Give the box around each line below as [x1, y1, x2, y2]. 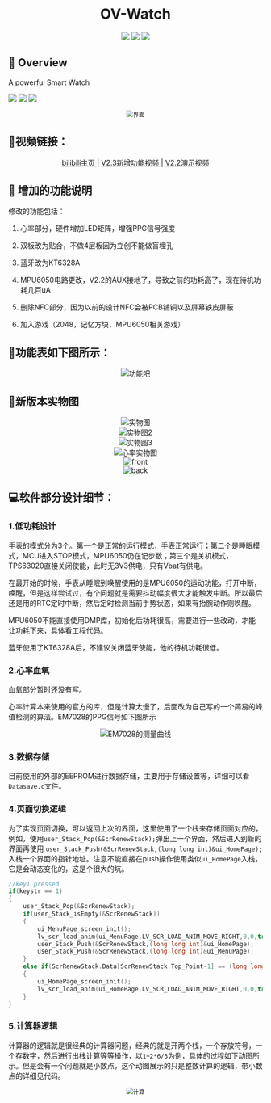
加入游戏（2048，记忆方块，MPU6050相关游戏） [19, 320, 186, 330]
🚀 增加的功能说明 [8, 183, 93, 197]
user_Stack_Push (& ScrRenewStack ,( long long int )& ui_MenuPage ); [37, 947, 254, 956]
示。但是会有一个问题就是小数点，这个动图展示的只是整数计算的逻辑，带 [8, 1060, 248, 1071]
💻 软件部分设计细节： [8, 490, 115, 505]
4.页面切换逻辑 [8, 803, 67, 815]
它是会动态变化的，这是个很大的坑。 [8, 864, 129, 874]
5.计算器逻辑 [8, 1021, 58, 1032]
